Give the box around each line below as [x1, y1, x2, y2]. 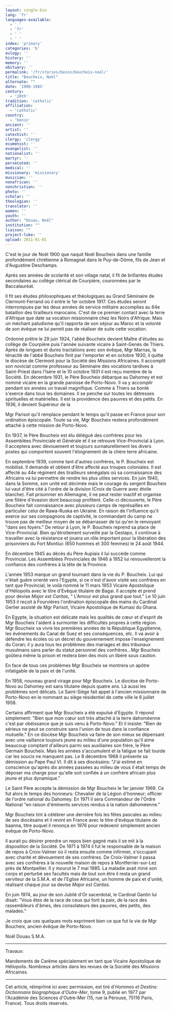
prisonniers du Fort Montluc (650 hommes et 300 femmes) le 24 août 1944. [5, 540, 165, 547]
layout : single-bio [5, 7, 47, 13]
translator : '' [5, 204, 38, 209]
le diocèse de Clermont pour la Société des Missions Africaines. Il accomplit [5, 357, 166, 364]
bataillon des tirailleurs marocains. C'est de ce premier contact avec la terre [5, 309, 165, 315]
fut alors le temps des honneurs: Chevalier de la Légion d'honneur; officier [5, 790, 162, 797]
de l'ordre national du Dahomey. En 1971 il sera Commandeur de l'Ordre [5, 796, 156, 802]
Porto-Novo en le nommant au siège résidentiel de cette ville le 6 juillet [5, 694, 155, 700]
